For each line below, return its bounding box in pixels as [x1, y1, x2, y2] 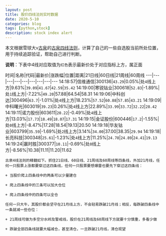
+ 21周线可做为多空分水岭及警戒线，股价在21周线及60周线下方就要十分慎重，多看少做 [5, 217, 157, 222]
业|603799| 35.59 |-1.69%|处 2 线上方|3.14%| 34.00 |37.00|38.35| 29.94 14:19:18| [5, 128, 161, 134]
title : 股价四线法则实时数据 [5, 12, 58, 17]
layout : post [5, 7, 32, 12]
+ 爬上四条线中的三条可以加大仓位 [5, 183, 66, 188]
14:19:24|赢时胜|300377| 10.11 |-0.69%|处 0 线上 [5, 141, 101, 147]
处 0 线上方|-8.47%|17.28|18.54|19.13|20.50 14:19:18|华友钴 [5, 122, 123, 128]
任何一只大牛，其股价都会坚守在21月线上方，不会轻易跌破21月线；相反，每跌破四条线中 [5, 202, 159, 207]
